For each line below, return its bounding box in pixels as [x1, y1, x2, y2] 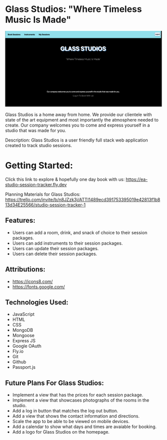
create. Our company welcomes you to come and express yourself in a [5, 122, 150, 128]
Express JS [12, 338, 36, 344]
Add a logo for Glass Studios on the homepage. [12, 429, 110, 435]
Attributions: [5, 265, 46, 274]
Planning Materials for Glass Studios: [5, 191, 81, 197]
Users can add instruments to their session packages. [12, 240, 123, 246]
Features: [5, 216, 36, 225]
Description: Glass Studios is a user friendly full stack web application [5, 137, 148, 143]
